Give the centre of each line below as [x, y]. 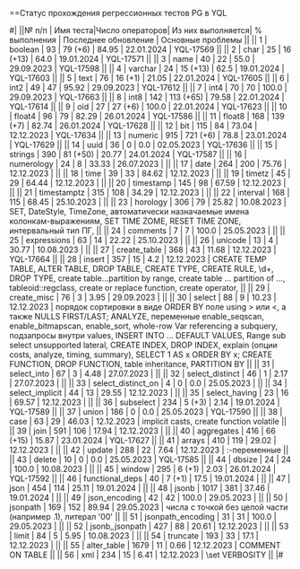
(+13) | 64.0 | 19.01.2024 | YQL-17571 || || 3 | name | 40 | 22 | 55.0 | [132, 59]
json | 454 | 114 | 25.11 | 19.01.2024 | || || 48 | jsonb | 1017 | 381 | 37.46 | [140, 488]
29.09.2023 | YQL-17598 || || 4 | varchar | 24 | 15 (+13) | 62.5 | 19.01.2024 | [147, 68]
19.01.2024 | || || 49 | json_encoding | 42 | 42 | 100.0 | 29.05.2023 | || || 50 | [149, 498]
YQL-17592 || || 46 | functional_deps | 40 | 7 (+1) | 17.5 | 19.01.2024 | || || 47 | [150, 478]
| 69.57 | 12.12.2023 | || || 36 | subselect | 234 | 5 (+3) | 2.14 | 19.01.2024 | [145, 402]
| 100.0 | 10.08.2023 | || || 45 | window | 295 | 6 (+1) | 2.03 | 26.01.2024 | [142, 469]
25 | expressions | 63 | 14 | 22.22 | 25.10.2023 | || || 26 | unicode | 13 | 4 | [144, 240]
